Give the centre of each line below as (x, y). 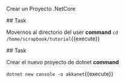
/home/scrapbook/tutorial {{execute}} (53, 38)
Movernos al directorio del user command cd (62, 32)
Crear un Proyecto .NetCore (41, 9)
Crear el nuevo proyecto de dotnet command (62, 62)
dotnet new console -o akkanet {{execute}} (60, 74)
